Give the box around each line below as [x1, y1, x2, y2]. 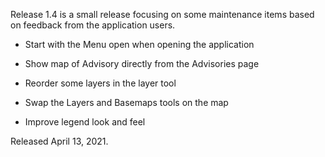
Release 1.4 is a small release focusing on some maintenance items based [10, 9, 315, 20]
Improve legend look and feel [24, 116, 146, 128]
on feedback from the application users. [10, 19, 176, 31]
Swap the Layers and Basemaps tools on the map [24, 97, 229, 108]
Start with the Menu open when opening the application [24, 39, 255, 50]
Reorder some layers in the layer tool [24, 77, 177, 89]
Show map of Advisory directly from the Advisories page [24, 58, 260, 69]
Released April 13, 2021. [10, 135, 109, 147]
